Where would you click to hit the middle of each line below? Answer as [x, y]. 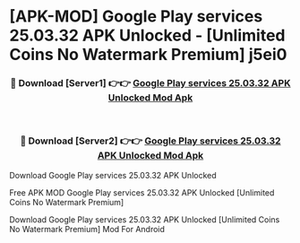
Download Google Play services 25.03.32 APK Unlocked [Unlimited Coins [145, 219]
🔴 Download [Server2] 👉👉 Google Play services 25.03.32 [150, 141]
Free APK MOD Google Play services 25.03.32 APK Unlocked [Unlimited [142, 192]
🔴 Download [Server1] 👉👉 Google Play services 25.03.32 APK [150, 83]
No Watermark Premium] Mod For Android [87, 229]
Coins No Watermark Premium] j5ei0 [148, 55]
